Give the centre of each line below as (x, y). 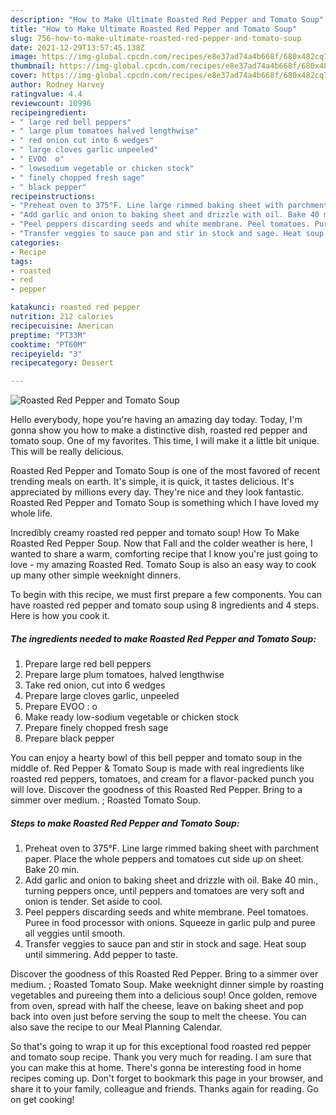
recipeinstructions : (53, 196)
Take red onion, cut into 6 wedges (95, 685)
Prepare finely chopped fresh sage (96, 728)
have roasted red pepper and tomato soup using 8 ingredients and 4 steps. (165, 605)
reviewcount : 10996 (51, 103)
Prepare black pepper (69, 738)
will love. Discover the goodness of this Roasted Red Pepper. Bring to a (156, 790)
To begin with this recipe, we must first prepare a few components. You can (166, 595)
